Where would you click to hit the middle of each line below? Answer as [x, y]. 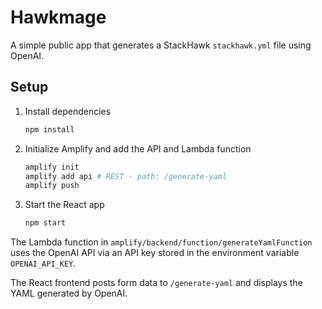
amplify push [52, 186]
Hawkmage [58, 17]
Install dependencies [68, 111]
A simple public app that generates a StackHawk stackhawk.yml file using [161, 45]
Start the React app [64, 205]
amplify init [52, 167]
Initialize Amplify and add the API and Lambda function [138, 148]
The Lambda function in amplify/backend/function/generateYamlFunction [161, 242]
